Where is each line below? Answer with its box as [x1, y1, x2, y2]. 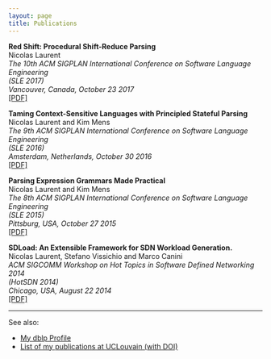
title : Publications [8, 19, 78, 27]
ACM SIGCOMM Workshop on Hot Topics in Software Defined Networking [8, 260, 255, 269]
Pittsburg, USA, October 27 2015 [8, 219, 117, 228]
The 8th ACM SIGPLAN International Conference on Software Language [8, 193, 248, 202]
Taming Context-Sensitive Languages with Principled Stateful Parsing [8, 108, 248, 118]
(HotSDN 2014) [8, 277, 59, 286]
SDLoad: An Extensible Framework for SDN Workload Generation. [8, 243, 233, 253]
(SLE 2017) [8, 76, 44, 86]
